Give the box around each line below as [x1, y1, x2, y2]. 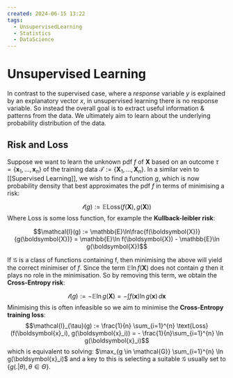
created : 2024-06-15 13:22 [7, 10, 86, 17]
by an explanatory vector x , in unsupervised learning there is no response [7, 97, 218, 105]
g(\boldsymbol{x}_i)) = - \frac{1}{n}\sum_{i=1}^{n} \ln [71, 328, 224, 337]
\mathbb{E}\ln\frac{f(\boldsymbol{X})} [90, 227, 201, 236]
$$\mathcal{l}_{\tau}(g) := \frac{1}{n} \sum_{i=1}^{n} [25, 322, 175, 330]
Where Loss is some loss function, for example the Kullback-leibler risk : [7, 213, 216, 222]
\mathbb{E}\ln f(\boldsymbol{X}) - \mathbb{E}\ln [79, 234, 220, 243]
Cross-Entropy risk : [7, 278, 65, 287]
